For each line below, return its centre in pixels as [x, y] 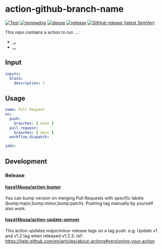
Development [26, 161]
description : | [30, 83]
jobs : [11, 146]
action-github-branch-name [65, 9]
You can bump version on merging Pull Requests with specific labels [74, 198]
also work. [16, 208]
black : [16, 78]
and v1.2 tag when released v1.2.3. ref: [44, 236]
